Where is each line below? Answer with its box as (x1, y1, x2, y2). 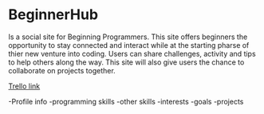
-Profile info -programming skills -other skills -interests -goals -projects (8, 96, 244, 106)
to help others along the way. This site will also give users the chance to (8, 57, 245, 67)
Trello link (8, 81, 41, 91)
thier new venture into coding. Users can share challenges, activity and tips (8, 49, 257, 58)
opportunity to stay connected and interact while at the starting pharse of (8, 40, 250, 49)
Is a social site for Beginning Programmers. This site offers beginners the (8, 32, 248, 41)
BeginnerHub (8, 6, 98, 24)
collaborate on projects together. (8, 65, 116, 75)
